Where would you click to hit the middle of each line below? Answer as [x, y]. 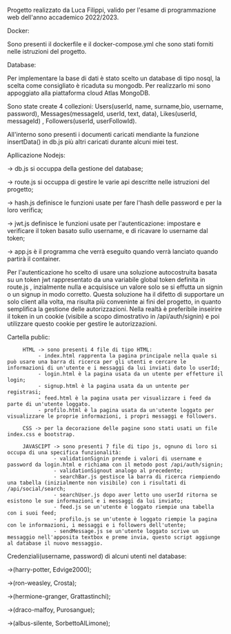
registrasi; [24, 392]
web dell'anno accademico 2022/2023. [63, 17]
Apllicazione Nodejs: [36, 155]
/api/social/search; [37, 489]
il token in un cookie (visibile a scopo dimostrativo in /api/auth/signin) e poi [113, 316]
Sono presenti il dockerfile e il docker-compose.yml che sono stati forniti [110, 44]
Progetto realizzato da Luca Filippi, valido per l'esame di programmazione [112, 10]
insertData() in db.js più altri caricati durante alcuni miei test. [93, 142]
